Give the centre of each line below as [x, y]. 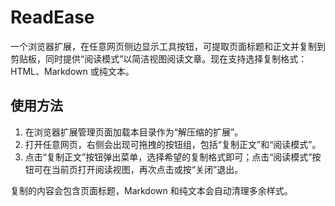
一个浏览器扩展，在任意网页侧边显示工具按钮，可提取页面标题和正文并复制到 [168, 46]
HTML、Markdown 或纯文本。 [72, 71]
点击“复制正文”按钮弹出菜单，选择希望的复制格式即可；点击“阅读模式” [168, 157]
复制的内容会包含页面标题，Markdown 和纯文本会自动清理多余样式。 [151, 190]
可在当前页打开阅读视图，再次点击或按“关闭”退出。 [138, 169]
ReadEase [52, 17]
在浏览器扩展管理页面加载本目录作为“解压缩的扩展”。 [134, 132]
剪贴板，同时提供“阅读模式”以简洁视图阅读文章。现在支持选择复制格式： [159, 58]
